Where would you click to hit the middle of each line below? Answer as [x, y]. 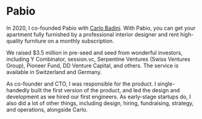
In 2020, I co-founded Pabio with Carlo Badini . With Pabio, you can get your [101, 28]
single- [166, 84]
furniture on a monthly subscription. [69, 41]
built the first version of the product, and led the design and [105, 90]
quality [15, 41]
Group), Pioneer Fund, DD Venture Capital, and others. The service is [93, 66]
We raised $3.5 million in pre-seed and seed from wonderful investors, [95, 52]
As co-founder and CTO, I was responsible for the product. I [81, 84]
